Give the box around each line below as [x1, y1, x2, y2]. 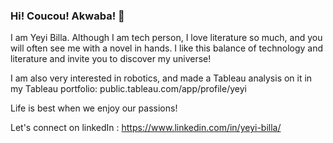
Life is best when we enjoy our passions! [10, 102, 178, 114]
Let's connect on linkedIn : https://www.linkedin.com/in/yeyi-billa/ [10, 122, 282, 134]
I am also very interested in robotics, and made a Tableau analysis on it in [10, 72, 313, 84]
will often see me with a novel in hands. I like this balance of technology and [10, 42, 324, 54]
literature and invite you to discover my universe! [10, 53, 212, 65]
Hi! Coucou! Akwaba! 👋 [10, 9, 125, 23]
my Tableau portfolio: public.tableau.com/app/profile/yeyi [10, 83, 247, 95]
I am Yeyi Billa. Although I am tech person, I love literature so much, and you [10, 32, 323, 44]
